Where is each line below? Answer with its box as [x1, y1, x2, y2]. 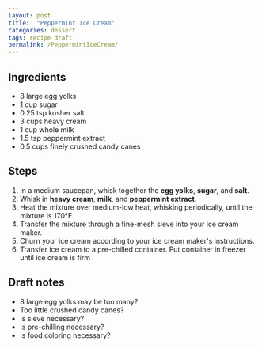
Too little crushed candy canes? [19, 305, 124, 315]
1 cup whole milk [19, 124, 74, 134]
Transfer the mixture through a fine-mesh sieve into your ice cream [19, 219, 239, 229]
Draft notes [8, 276, 65, 289]
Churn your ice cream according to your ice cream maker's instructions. [19, 236, 255, 245]
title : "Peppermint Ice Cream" [8, 19, 115, 27]
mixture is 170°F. [19, 210, 74, 220]
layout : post [8, 11, 51, 20]
